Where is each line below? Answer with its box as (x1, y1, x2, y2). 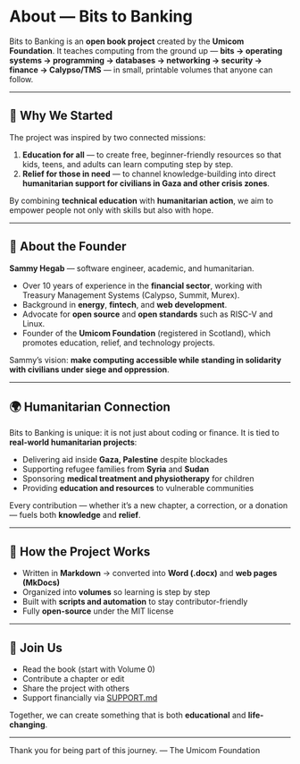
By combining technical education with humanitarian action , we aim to (9, 195, 274, 206)
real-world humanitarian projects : (9, 437, 137, 448)
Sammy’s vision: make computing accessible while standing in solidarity (9, 354, 282, 365)
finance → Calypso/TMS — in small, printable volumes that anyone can (9, 64, 273, 75)
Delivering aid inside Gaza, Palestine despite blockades (21, 454, 228, 465)
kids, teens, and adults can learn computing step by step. (21, 158, 234, 169)
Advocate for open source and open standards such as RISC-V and (21, 309, 274, 319)
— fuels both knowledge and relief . (9, 510, 141, 521)
